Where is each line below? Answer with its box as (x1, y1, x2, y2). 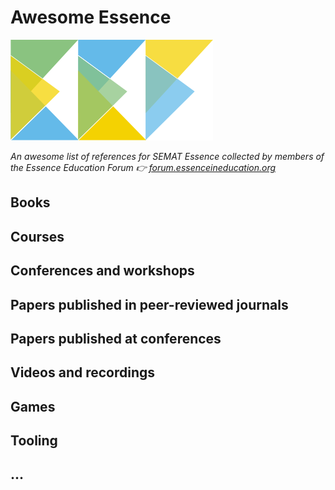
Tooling (10, 432, 58, 450)
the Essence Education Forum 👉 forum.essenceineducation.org (10, 161, 277, 173)
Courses (10, 228, 65, 245)
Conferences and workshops (10, 262, 195, 280)
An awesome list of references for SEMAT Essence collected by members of (10, 150, 325, 162)
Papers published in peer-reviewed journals (10, 296, 289, 313)
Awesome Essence (10, 6, 172, 29)
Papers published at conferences (10, 330, 222, 347)
